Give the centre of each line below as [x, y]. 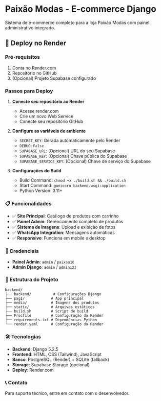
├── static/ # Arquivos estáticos [50, 307]
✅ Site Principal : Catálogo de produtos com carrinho [65, 216]
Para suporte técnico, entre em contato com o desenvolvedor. [67, 393]
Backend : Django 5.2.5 [35, 349]
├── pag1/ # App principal [44, 298]
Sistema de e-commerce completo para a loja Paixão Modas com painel [77, 23]
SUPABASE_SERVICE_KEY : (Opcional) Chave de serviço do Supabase [85, 161]
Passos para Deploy [29, 91]
